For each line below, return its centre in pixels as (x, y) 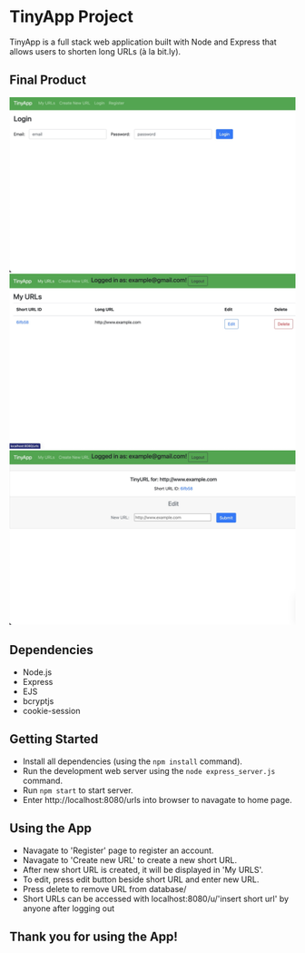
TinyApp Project (72, 17)
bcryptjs (38, 700)
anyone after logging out (69, 908)
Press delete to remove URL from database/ (104, 888)
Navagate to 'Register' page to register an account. (118, 850)
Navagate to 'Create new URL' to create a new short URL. (130, 859)
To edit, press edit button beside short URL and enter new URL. (141, 879)
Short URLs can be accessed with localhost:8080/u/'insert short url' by (155, 898)
